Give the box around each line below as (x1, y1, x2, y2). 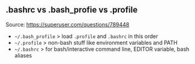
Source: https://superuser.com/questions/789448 (5, 21, 130, 28)
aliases (14, 51, 33, 59)
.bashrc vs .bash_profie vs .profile (5, 5, 138, 15)
